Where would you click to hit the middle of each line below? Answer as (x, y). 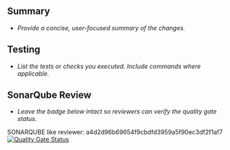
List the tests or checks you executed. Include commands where (109, 66)
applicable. (33, 73)
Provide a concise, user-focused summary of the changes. (101, 28)
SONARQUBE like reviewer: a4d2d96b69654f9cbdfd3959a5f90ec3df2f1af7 (115, 132)
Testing (24, 50)
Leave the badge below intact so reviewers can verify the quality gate (117, 111)
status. (27, 119)
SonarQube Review (49, 95)
